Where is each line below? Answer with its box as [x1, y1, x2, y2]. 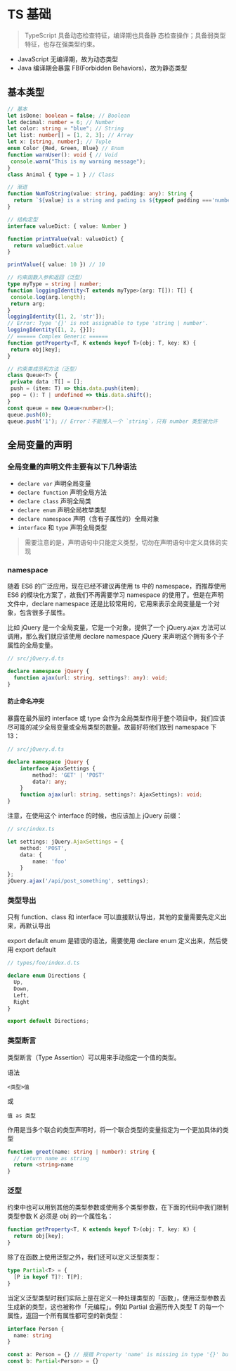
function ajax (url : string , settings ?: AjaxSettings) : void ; [20, 791, 202, 799]
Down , [13, 985, 30, 992]
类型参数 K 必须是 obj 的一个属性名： [7, 1212, 114, 1220]
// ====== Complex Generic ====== [7, 333, 109, 340]
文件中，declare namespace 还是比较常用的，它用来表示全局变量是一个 [7, 600, 214, 608]
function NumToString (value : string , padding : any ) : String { [7, 190, 193, 197]
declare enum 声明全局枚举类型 [17, 505, 107, 515]
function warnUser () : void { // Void [7, 151, 118, 159]
